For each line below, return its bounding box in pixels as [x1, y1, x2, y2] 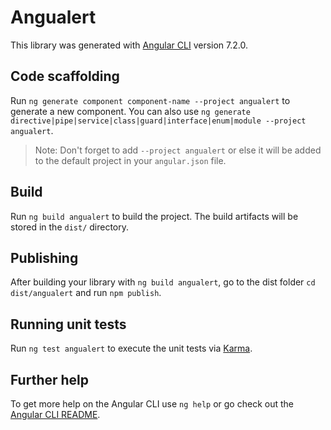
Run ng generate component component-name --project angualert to [10, 94, 291, 106]
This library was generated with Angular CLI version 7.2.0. [10, 39, 248, 51]
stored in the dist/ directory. [10, 221, 130, 233]
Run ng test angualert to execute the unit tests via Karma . [10, 342, 253, 355]
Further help [10, 371, 90, 388]
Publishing [10, 249, 79, 266]
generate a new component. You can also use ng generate [10, 105, 251, 117]
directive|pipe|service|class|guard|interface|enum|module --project [10, 116, 307, 126]
